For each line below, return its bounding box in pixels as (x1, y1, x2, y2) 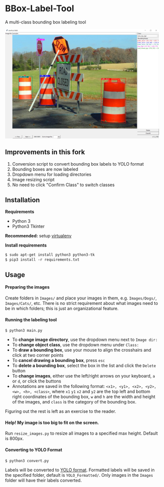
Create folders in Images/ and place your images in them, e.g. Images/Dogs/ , (5, 295, 157, 301)
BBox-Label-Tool (5, 3, 74, 14)
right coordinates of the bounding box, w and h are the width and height (12, 394, 156, 400)
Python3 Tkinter (12, 223, 45, 230)
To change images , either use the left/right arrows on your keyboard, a (12, 373, 155, 379)
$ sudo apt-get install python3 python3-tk (5, 253, 95, 257)
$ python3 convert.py (5, 458, 49, 463)
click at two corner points (12, 352, 63, 358)
